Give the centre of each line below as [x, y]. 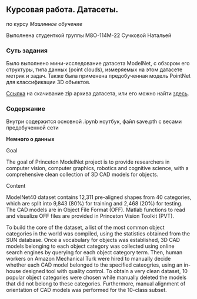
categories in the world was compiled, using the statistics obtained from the [98, 234]
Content [16, 186]
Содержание [26, 109]
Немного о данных [30, 139]
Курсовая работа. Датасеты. [62, 10]
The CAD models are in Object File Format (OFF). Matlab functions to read [96, 210]
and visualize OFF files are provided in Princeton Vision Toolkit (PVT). [90, 216]
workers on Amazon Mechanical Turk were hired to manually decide [89, 259]
